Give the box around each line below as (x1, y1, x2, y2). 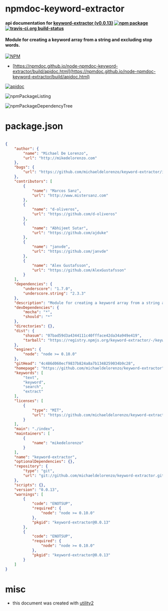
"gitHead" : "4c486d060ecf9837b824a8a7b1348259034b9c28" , (14, 361, 135, 366)
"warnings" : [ (14, 492, 43, 497)
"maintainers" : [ (14, 431, 50, 436)
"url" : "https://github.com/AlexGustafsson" (31, 267, 126, 273)
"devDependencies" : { (14, 305, 59, 310)
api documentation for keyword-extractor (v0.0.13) (5, 20, 113, 26)
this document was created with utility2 (12, 600, 94, 606)
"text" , (23, 375, 39, 380)
